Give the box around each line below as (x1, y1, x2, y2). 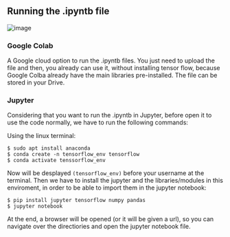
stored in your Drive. (7, 78, 65, 87)
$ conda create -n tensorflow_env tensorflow (7, 151, 139, 158)
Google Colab (7, 41, 54, 50)
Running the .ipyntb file (7, 5, 110, 17)
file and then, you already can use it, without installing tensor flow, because (7, 64, 220, 72)
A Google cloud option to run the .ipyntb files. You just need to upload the (7, 56, 215, 65)
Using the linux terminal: (7, 132, 76, 140)
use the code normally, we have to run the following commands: (7, 118, 189, 126)
